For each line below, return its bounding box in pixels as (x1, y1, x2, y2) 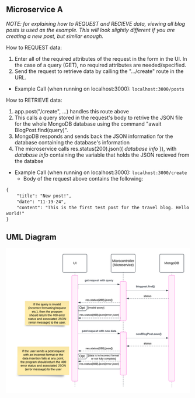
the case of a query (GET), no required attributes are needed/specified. (14, 61, 187, 68)
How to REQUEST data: (6, 44, 62, 51)
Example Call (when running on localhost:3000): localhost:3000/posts (14, 85, 185, 92)
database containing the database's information (14, 139, 130, 146)
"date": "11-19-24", (16, 199, 67, 205)
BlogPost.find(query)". (14, 126, 68, 133)
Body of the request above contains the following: (23, 175, 144, 182)
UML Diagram (6, 232, 57, 242)
